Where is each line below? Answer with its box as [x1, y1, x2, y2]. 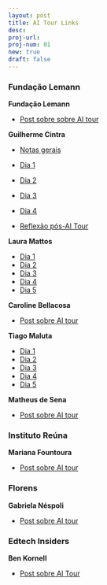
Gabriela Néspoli [8, 501, 65, 510]
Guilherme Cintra [8, 130, 65, 139]
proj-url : [8, 33, 41, 42]
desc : [8, 26, 26, 34]
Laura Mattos [8, 237, 53, 246]
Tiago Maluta [8, 331, 53, 341]
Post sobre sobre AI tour [19, 115, 99, 124]
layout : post [8, 11, 51, 20]
